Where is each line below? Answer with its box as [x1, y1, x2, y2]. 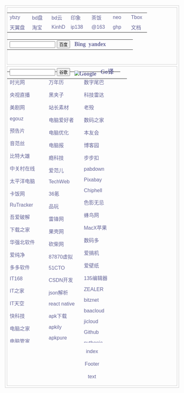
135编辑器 [83, 276, 108, 281]
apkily [48, 324, 62, 330]
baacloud [83, 308, 105, 313]
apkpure [48, 335, 67, 341]
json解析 [48, 290, 68, 296]
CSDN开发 [48, 277, 73, 283]
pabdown [83, 166, 105, 172]
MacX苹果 [83, 225, 107, 231]
